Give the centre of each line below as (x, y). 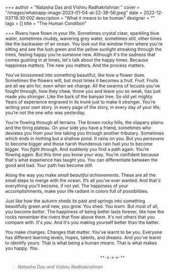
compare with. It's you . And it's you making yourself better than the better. (82, 222)
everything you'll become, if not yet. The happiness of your (67, 186)
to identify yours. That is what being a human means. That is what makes (81, 243)
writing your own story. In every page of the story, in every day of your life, (83, 107)
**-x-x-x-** (112, 257)
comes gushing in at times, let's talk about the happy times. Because (77, 60)
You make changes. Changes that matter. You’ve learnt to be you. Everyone (84, 232)
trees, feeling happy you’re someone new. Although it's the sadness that (80, 54)
